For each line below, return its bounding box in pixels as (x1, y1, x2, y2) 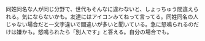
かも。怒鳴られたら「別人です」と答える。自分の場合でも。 (21, 28, 172, 35)
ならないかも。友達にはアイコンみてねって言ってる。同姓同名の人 (32, 13, 199, 20)
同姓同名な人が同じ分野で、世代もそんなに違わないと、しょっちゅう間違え (6, 6, 194, 12)
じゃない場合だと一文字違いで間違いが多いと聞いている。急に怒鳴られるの (6, 21, 194, 28)
